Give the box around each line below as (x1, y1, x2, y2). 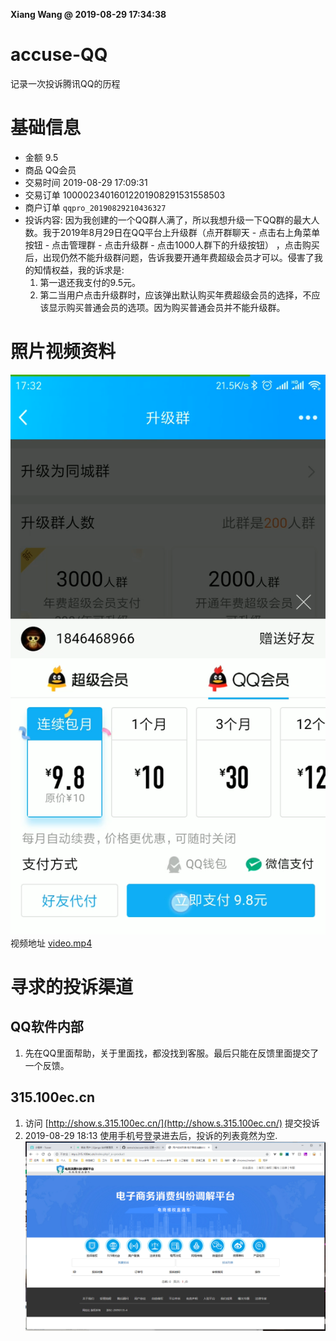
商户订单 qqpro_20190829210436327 (24, 201, 167, 213)
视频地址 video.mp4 (10, 937, 93, 949)
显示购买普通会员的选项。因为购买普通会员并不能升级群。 (48, 301, 286, 313)
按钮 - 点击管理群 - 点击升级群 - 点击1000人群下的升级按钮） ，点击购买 (24, 239, 320, 251)
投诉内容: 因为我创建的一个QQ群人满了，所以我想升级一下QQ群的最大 (24, 214, 312, 226)
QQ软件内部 (10, 1019, 84, 1036)
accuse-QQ (10, 44, 108, 66)
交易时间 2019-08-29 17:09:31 (24, 176, 148, 188)
